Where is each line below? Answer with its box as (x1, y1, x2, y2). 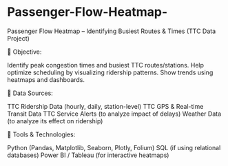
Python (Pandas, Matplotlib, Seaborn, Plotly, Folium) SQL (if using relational (7, 143, 221, 152)
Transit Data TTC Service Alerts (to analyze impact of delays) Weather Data (7, 110, 222, 118)
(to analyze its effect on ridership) (7, 116, 103, 125)
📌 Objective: (7, 48, 42, 56)
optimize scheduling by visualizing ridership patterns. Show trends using (7, 68, 214, 76)
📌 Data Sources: (7, 89, 53, 97)
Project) (7, 34, 30, 42)
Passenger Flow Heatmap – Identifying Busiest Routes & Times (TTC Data (7, 27, 216, 35)
